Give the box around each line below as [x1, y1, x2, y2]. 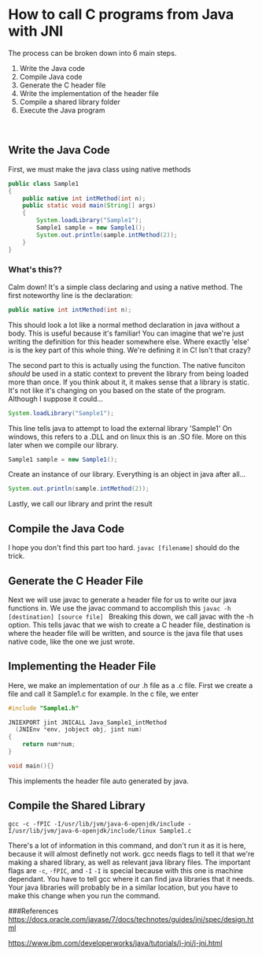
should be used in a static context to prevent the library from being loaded [8, 369, 249, 378]
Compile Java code [19, 72, 83, 81]
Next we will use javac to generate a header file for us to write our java [8, 595, 238, 604]
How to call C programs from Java [8, 6, 234, 24]
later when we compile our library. [8, 440, 119, 450]
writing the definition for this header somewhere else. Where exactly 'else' [8, 336, 249, 346]
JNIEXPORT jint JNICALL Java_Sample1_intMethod [8, 719, 168, 726]
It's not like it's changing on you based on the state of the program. [8, 385, 227, 395]
